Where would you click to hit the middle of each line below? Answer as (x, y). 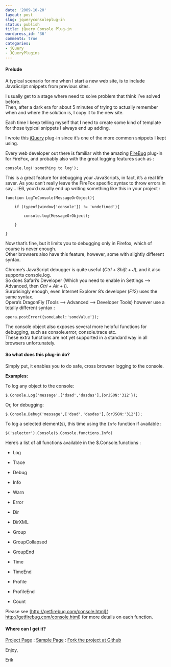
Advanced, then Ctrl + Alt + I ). (37, 286)
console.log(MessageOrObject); (57, 216)
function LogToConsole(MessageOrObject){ (50, 198)
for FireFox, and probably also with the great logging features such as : (80, 158)
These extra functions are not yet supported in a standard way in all (77, 337)
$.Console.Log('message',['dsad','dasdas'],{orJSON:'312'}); (72, 395)
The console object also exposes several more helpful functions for (76, 327)
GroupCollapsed (30, 542)
